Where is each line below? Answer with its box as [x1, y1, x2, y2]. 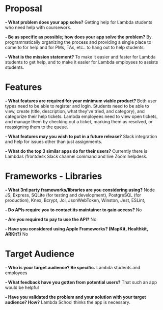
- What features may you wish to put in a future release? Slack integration [5, 133, 157, 139]
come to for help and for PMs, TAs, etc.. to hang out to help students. [5, 44, 145, 50]
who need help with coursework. [5, 24, 72, 30]
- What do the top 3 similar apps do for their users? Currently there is [5, 148, 148, 154]
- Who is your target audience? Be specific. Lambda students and [5, 264, 141, 270]
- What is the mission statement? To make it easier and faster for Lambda [5, 54, 156, 59]
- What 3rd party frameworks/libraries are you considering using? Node [5, 187, 155, 193]
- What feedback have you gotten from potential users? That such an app [5, 279, 157, 285]
